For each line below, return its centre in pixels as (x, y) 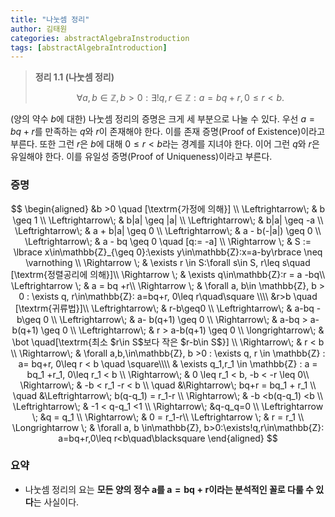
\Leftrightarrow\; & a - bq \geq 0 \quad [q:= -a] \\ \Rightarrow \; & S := (168, 241)
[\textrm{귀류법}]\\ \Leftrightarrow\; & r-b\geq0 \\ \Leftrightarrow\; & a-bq (164, 308)
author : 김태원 (39, 29)
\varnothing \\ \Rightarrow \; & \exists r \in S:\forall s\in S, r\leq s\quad (168, 262)
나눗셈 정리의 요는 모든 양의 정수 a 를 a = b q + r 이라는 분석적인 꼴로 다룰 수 (169, 489)
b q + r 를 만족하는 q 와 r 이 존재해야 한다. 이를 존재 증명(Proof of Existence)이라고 (168, 132)
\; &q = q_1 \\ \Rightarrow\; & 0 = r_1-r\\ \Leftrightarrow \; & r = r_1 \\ (168, 417)
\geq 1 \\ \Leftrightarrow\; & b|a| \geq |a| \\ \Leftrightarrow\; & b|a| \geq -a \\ (168, 220)
